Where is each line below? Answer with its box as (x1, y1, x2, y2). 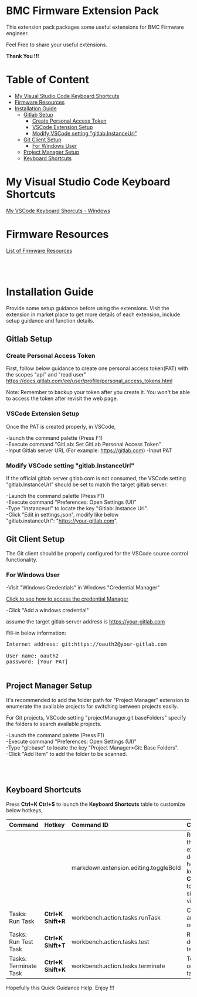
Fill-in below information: (6, 629, 66, 637)
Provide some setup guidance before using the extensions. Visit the (6, 304, 169, 311)
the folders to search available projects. (6, 720, 101, 727)
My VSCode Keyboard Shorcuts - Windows (6, 207, 110, 214)
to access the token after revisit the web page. (6, 395, 118, 402)
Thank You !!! (6, 52, 39, 59)
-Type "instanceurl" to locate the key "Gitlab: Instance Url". (6, 504, 148, 511)
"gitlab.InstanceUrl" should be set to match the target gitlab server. (6, 481, 168, 488)
